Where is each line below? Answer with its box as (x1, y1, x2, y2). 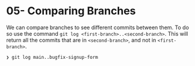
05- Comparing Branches (6, 4, 137, 18)
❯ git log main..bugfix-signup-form (6, 54, 98, 60)
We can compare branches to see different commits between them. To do (6, 24, 190, 31)
